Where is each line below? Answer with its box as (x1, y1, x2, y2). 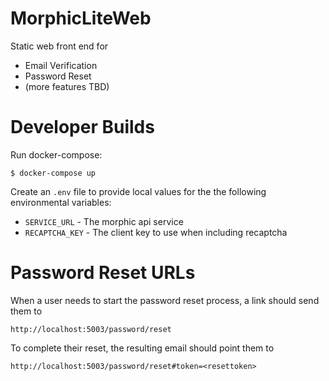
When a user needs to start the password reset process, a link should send (10, 294, 320, 306)
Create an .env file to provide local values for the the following (10, 185, 267, 197)
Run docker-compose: (10, 148, 103, 161)
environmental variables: (10, 196, 112, 208)
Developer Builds (10, 116, 155, 139)
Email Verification (24, 59, 98, 71)
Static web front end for (10, 40, 109, 52)
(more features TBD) (24, 80, 110, 92)
